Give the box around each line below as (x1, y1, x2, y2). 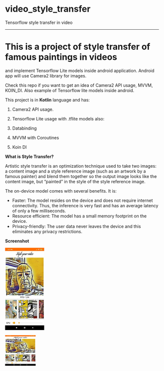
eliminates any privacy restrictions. (12, 228, 82, 234)
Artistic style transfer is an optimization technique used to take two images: (5, 163, 157, 169)
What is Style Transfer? (5, 154, 54, 159)
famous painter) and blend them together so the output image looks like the (5, 173, 157, 179)
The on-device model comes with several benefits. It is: (5, 188, 117, 194)
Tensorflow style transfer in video (5, 20, 73, 25)
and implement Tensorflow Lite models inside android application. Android (5, 67, 155, 74)
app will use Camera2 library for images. (5, 73, 87, 78)
